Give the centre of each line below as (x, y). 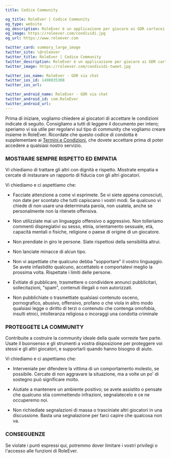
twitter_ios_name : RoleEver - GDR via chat (52, 75)
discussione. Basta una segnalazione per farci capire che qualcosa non (87, 416)
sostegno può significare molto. (46, 379)
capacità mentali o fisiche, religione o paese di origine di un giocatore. (86, 232)
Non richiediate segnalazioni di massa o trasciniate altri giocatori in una (87, 410)
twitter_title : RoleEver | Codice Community (53, 57)
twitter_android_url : (28, 104)
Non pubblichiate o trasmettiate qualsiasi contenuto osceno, (76, 297)
